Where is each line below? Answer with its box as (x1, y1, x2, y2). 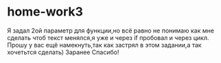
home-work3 (7, 4, 84, 20)
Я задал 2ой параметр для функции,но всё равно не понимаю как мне (7, 26, 215, 35)
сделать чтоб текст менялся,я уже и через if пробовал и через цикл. (7, 33, 209, 41)
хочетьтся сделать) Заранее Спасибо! (7, 48, 119, 56)
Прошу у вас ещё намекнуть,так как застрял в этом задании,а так (7, 41, 202, 49)
